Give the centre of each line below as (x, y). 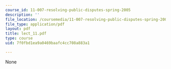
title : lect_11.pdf (26, 33)
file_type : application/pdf (35, 24)
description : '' (22, 15)
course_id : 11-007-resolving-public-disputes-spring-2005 (68, 10)
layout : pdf (18, 29)
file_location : (21, 19)
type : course (19, 39)
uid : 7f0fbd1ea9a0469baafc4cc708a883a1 (48, 43)
